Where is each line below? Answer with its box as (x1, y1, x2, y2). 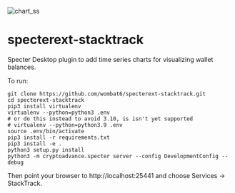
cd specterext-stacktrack (7, 96, 84, 103)
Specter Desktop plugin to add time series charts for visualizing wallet (7, 55, 214, 63)
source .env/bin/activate (7, 127, 84, 135)
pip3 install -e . (7, 140, 62, 147)
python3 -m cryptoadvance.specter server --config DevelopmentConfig (7, 152, 219, 160)
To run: (7, 76, 29, 85)
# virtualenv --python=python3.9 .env (7, 121, 123, 128)
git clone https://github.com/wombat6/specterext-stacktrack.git (7, 90, 206, 98)
